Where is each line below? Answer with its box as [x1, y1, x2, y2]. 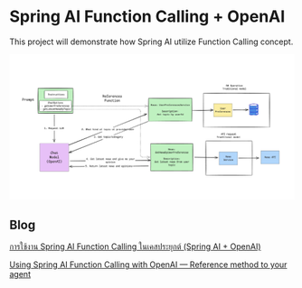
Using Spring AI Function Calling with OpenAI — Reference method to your [9, 259, 288, 270]
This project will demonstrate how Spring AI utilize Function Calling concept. [9, 36, 294, 47]
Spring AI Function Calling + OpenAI [9, 6, 286, 27]
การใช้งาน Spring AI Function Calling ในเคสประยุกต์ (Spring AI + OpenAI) [9, 241, 261, 252]
